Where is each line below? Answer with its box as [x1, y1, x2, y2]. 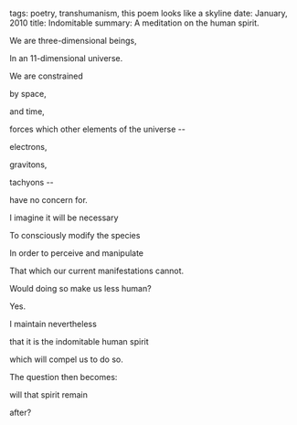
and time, [9, 106, 46, 117]
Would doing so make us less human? [9, 283, 153, 293]
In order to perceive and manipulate [9, 248, 144, 259]
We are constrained [9, 70, 84, 81]
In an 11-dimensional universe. [9, 53, 123, 63]
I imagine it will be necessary [9, 212, 119, 223]
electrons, [9, 142, 48, 152]
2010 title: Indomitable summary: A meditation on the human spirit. [9, 17, 260, 28]
